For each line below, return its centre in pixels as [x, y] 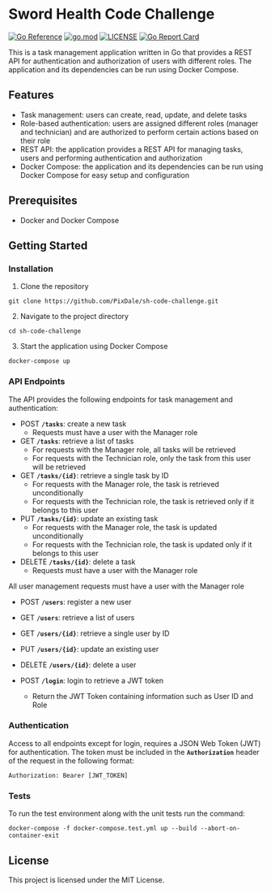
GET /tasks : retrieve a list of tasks [77, 441]
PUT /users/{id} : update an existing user [89, 649]
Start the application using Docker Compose [94, 347]
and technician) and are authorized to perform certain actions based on [139, 132]
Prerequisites [43, 201]
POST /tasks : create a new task [73, 424]
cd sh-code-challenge [45, 331]
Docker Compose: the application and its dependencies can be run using [142, 166]
